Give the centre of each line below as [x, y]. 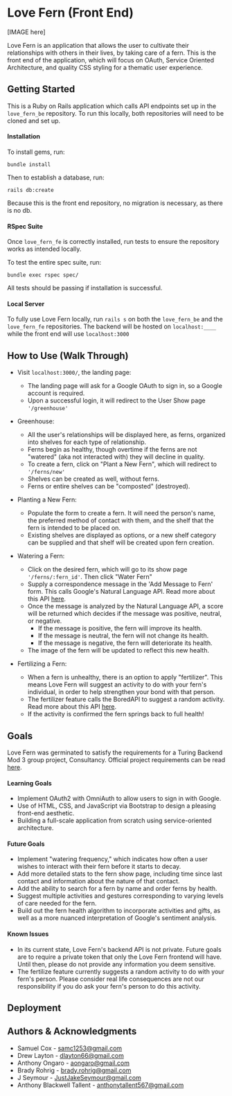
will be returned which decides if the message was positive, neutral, [125, 614]
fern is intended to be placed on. [74, 528]
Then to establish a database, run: [56, 177]
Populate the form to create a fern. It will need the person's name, [122, 513]
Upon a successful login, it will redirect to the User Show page [116, 400]
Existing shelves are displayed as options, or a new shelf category [122, 536]
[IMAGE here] [27, 32]
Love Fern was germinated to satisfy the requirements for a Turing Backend [115, 752]
